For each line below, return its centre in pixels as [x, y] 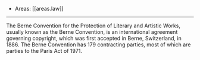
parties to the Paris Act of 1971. [44, 51]
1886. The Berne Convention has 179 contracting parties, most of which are [99, 45]
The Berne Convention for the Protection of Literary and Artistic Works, [93, 26]
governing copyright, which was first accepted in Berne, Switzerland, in [94, 38]
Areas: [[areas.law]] [39, 9]
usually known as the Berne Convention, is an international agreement [92, 32]
